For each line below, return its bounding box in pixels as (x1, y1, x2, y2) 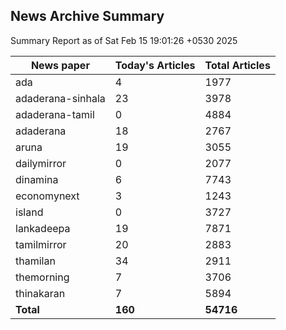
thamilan (15, 254, 56, 268)
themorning (15, 270, 70, 284)
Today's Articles (114, 58, 196, 72)
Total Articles (204, 58, 271, 72)
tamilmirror (15, 237, 67, 251)
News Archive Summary (10, 8, 165, 25)
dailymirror (15, 156, 67, 170)
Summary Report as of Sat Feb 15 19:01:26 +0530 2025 (10, 34, 238, 46)
